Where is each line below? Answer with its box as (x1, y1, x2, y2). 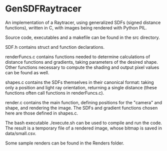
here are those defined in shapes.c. (5, 110, 78, 116)
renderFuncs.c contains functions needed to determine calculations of (5, 53, 150, 60)
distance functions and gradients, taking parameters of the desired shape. (5, 59, 158, 65)
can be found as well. (5, 69, 49, 75)
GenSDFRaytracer (5, 3, 81, 14)
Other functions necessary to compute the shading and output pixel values (5, 64, 159, 70)
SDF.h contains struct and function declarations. (5, 44, 105, 50)
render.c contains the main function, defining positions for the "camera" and (5, 99, 162, 105)
